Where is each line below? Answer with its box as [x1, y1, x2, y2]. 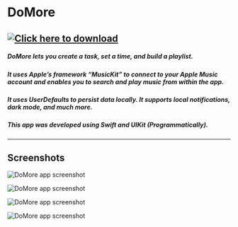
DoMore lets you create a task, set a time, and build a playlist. [7, 52, 193, 61]
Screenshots [7, 152, 65, 164]
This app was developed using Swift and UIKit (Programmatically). [7, 121, 209, 129]
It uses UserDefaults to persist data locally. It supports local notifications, [7, 95, 230, 103]
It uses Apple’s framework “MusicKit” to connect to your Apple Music [7, 70, 218, 78]
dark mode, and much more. [7, 103, 93, 111]
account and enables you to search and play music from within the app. [7, 77, 225, 86]
